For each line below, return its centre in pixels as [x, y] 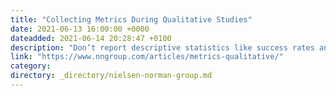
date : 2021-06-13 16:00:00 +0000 [80, 29]
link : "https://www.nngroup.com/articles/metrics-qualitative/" [147, 57]
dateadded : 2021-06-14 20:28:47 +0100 [91, 38]
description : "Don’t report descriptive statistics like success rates [162, 47]
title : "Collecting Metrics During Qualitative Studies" [131, 19]
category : [31, 66]
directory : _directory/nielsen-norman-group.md [111, 76]
